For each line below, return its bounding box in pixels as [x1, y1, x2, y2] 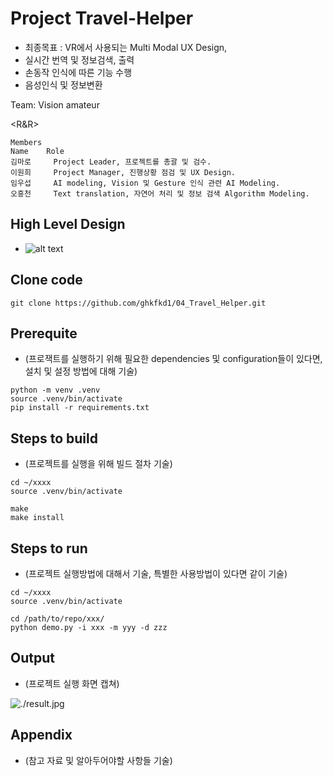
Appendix [10, 727, 73, 744]
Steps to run [10, 540, 88, 557]
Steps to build [10, 430, 98, 447]
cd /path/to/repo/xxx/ [10, 614, 105, 624]
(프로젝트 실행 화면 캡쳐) [24, 677, 120, 689]
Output [10, 650, 55, 667]
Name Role [10, 146, 65, 156]
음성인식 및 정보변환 [24, 78, 103, 91]
